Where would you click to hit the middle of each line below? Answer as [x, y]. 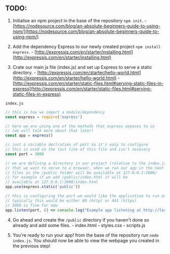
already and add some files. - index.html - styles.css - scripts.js [79, 225]
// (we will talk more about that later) [50, 131]
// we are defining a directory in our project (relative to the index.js [86, 163]
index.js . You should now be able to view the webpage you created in [86, 240]
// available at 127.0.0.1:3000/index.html [52, 182]
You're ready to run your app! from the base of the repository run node [86, 235]
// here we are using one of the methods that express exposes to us [80, 126]
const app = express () [29, 136]
